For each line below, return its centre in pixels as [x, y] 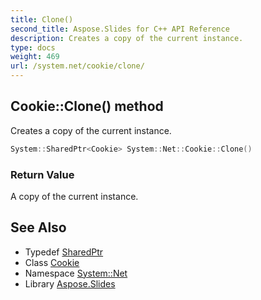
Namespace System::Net [76, 273]
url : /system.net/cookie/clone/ [77, 66]
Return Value [42, 174]
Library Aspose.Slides [70, 283]
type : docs [33, 47]
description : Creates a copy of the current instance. [127, 38]
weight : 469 [35, 57]
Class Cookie [52, 262]
